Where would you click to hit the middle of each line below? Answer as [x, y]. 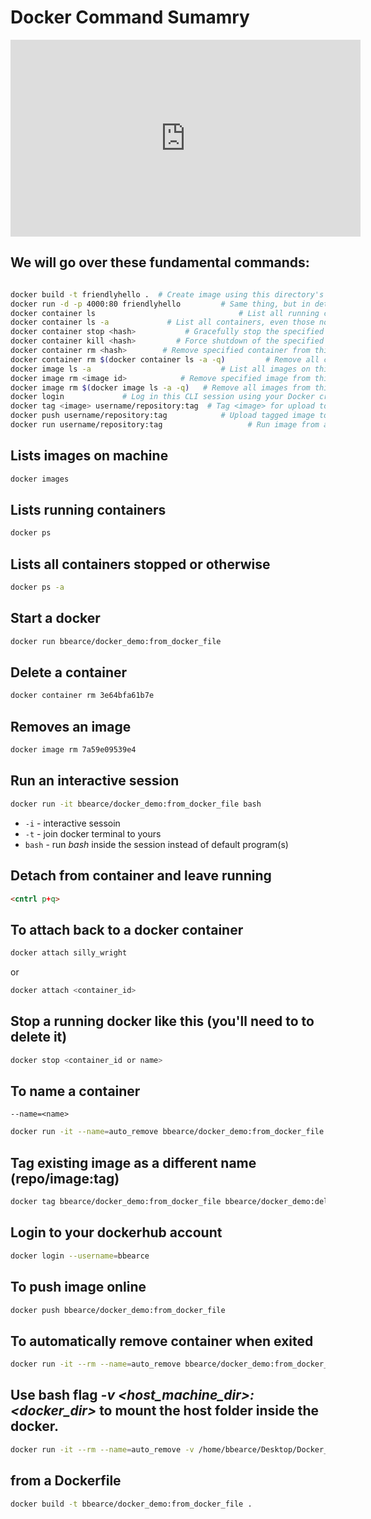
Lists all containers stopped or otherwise [140, 564]
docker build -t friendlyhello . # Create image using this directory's [167, 294]
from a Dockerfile [66, 1481]
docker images [40, 479]
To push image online [78, 1287]
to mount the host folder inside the [209, 1411]
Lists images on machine [89, 456]
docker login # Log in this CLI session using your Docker [162, 397]
